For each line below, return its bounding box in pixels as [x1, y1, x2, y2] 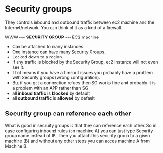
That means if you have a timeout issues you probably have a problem [12, 69, 153, 75]
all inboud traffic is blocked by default [12, 90, 90, 96]
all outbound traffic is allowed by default [12, 95, 95, 101]
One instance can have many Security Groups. [12, 49, 106, 55]
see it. [12, 64, 25, 70]
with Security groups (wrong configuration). [12, 75, 101, 80]
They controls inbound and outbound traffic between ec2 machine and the [5, 19, 155, 25]
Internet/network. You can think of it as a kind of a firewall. [5, 24, 123, 30]
